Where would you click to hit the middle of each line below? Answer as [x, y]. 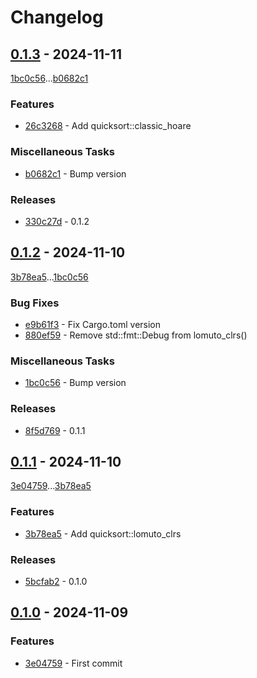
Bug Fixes [35, 303]
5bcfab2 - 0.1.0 [56, 581]
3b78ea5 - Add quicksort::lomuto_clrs [103, 533]
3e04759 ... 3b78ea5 [51, 486]
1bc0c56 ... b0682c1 [49, 78]
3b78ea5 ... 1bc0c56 [49, 277]
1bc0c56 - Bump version [75, 383]
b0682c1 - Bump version [75, 173]
